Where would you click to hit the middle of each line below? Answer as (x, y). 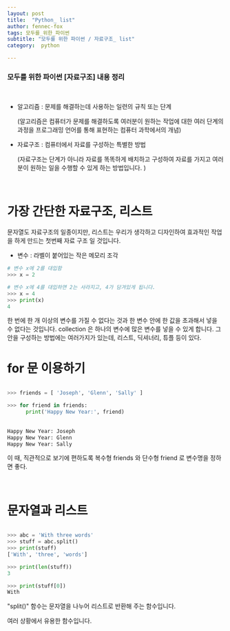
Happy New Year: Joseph (41, 431)
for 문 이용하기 (46, 368)
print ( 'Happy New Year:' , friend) (75, 412)
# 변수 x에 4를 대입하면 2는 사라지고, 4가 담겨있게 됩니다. (82, 287)
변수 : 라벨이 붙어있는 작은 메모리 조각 (67, 255)
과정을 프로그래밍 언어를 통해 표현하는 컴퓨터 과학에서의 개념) (99, 130)
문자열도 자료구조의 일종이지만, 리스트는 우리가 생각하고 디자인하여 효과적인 (108, 232)
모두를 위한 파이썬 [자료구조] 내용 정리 (66, 77)
